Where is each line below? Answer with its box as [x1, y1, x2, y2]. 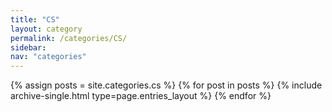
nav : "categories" [10, 52, 87, 62]
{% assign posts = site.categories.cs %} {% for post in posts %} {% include [10, 79, 323, 91]
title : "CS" [10, 14, 60, 25]
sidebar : [10, 42, 47, 53]
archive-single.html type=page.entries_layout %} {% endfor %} [10, 90, 272, 102]
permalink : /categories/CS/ [10, 33, 128, 43]
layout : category [10, 24, 83, 34]
